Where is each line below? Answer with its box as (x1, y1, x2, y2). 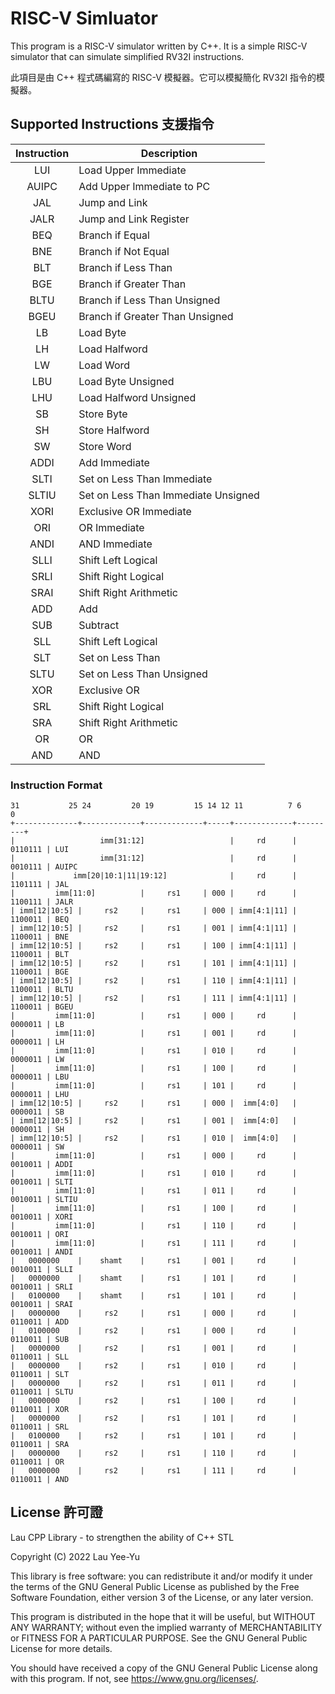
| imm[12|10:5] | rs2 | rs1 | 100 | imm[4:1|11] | (10, 941, 298, 951)
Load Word (78, 358, 131, 372)
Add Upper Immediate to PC (78, 179, 211, 193)
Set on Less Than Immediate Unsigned (78, 488, 260, 502)
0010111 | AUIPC (10, 862, 78, 872)
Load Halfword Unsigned (78, 390, 197, 404)
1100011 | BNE (10, 932, 70, 942)
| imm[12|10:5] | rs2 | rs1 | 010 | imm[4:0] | (10, 1133, 298, 1144)
